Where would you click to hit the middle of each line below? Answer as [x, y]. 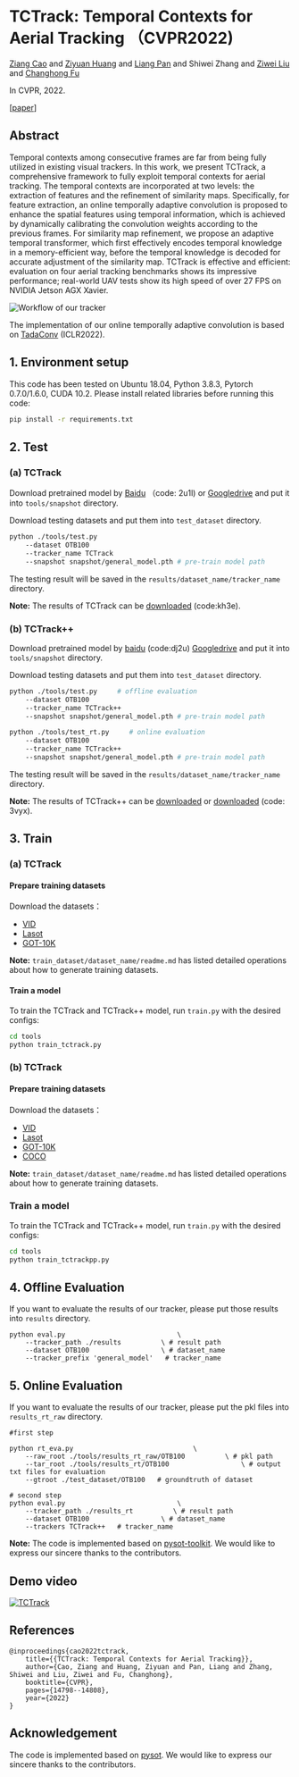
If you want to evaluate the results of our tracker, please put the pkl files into [149, 1407]
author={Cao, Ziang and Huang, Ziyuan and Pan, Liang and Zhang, [149, 1667]
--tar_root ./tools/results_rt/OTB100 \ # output [153, 1464]
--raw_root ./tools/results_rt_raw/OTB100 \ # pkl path [149, 1457]
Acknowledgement [63, 1734]
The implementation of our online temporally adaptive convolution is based [147, 324]
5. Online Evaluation [66, 1385]
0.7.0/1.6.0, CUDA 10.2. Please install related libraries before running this [141, 393]
